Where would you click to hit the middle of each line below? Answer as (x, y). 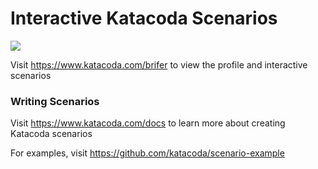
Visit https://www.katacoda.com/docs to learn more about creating (148, 123)
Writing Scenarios (55, 101)
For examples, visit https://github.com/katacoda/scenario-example (147, 153)
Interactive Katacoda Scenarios (144, 18)
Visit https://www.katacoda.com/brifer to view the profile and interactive (159, 64)
